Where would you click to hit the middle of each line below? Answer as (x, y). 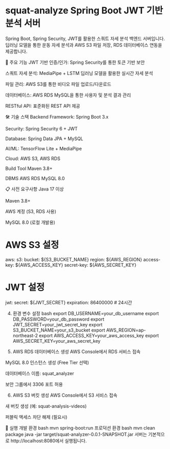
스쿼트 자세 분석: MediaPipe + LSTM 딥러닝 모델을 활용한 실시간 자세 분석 (79, 73)
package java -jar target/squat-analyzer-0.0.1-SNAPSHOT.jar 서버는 (76, 434)
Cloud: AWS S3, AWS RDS (33, 158)
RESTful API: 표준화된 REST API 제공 (43, 106)
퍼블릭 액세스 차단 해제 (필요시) (36, 417)
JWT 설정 (25, 287)
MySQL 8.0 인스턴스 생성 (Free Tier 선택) (47, 362)
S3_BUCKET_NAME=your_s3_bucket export (59, 330)
